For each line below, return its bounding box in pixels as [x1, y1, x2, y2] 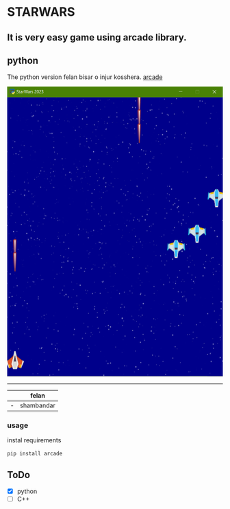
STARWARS [7, 4, 75, 20]
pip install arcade [7, 451, 63, 457]
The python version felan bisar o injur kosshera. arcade [7, 73, 163, 81]
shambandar [20, 401, 56, 409]
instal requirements [7, 436, 62, 444]
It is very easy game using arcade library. [7, 32, 187, 43]
